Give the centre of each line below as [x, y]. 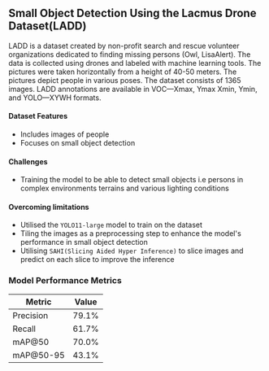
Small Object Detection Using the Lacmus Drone [132, 13]
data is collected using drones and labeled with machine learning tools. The [135, 63]
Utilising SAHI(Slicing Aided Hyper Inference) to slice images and [132, 251]
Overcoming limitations [49, 207]
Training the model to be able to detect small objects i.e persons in [132, 180]
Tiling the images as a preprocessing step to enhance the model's [130, 234]
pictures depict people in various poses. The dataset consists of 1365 [125, 80]
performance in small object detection [84, 242]
